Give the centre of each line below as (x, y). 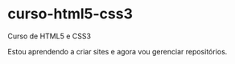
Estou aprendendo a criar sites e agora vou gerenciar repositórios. (117, 51)
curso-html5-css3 (70, 14)
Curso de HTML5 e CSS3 (49, 36)
